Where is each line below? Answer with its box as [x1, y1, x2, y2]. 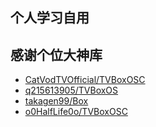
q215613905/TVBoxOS [24, 84, 119, 97]
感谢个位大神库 [10, 46, 103, 63]
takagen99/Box [24, 95, 89, 107]
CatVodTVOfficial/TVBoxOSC [24, 74, 146, 86]
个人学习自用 [10, 9, 90, 27]
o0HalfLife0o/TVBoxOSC [24, 106, 128, 118]
